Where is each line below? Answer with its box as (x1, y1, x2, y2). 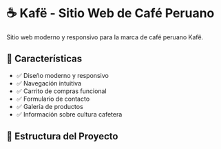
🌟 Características (6, 53, 83, 65)
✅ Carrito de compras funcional (16, 87, 107, 95)
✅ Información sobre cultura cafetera (16, 110, 123, 118)
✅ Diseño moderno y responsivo (16, 71, 109, 79)
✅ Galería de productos (16, 102, 83, 110)
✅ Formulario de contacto (16, 95, 90, 103)
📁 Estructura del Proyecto (6, 130, 118, 142)
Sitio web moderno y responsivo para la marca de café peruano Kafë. (6, 32, 204, 41)
